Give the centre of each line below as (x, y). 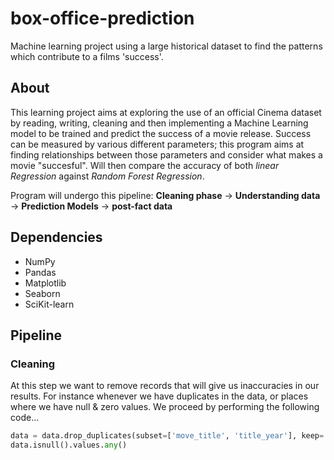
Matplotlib (45, 283)
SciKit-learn (49, 304)
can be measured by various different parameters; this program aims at (157, 144)
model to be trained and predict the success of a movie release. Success (161, 133)
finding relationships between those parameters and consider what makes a (166, 154)
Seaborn (42, 293)
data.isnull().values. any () (69, 445)
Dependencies (56, 237)
